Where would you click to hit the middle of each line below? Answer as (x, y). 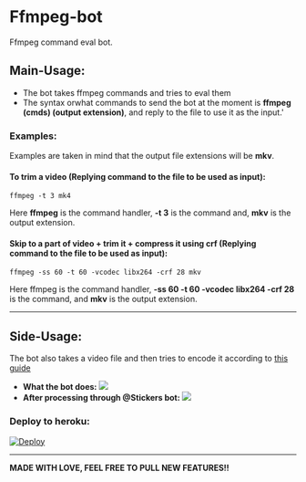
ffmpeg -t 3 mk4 (40, 196)
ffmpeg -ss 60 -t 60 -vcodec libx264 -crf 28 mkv (106, 272)
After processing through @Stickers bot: (101, 398)
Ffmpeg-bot (56, 17)
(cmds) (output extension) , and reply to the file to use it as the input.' (153, 112)
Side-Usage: (46, 336)
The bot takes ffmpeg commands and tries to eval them (127, 92)
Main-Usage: (47, 71)
